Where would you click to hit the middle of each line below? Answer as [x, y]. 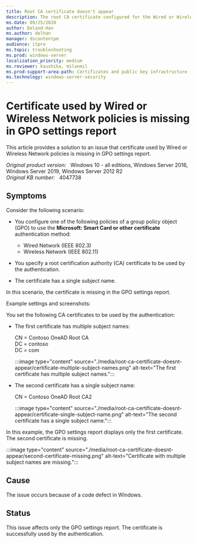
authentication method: [43, 234]
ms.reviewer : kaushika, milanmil [47, 66]
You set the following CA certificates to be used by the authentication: [91, 314]
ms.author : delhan [28, 33]
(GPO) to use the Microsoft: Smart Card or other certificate [87, 227]
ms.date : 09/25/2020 [31, 22]
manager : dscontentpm [33, 39]
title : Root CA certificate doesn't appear [60, 11]
